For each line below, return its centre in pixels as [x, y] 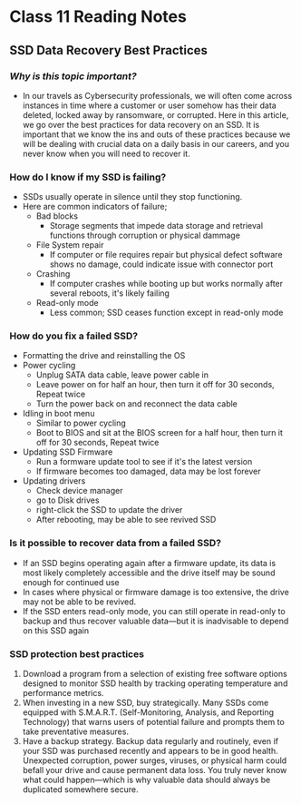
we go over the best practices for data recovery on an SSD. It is [141, 124]
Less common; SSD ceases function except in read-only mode [166, 313]
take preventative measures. [76, 731]
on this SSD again [55, 630]
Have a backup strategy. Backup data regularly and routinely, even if [150, 741]
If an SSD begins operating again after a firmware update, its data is [149, 563]
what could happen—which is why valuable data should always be [146, 780]
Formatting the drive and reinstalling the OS [104, 356]
